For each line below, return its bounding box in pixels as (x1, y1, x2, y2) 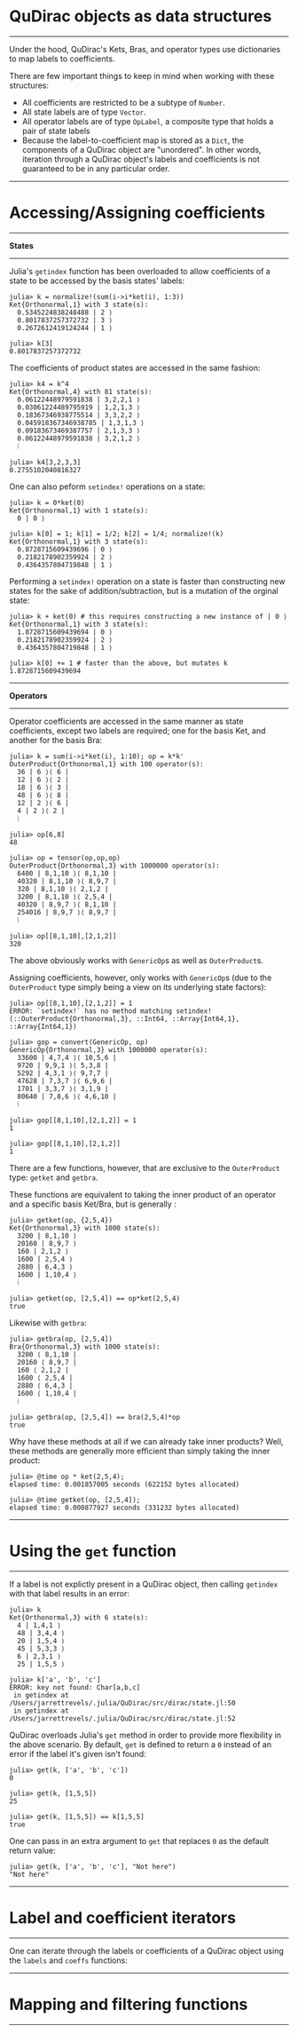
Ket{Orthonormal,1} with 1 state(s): (9, 506, 149, 515)
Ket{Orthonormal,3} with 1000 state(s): (9, 1223, 161, 1232)
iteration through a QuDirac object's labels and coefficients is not (21, 154, 260, 164)
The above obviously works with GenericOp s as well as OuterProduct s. (9, 954, 264, 965)
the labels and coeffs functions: (9, 1955, 129, 1966)
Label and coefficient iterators (9, 1908, 237, 1927)
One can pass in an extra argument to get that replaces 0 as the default (9, 1835, 269, 1846)
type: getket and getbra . (9, 1172, 98, 1183)
